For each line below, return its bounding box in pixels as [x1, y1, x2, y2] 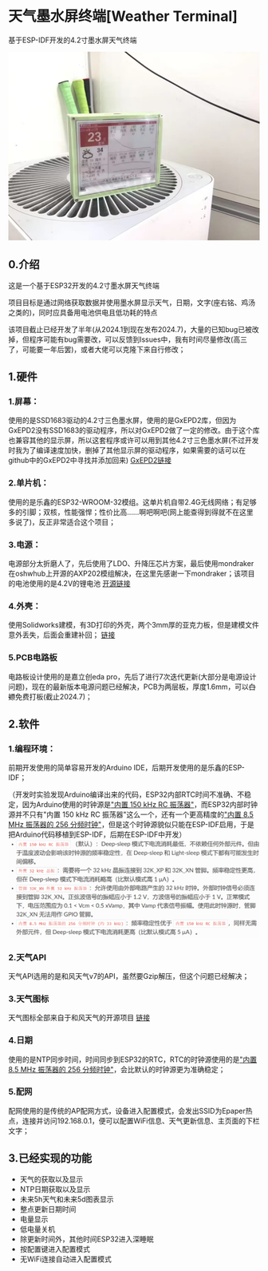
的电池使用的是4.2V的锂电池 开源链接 [8, 579, 131, 588]
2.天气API [8, 952, 46, 963]
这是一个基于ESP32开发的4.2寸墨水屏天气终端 [8, 280, 160, 290]
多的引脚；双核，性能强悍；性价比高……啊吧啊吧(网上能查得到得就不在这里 [8, 507, 254, 517]
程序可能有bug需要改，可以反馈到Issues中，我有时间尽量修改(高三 [29, 335, 247, 344]
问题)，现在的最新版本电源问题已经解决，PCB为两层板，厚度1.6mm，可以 [8, 682, 250, 691]
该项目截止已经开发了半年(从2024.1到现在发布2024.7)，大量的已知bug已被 [8, 324, 253, 334]
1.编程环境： [8, 743, 56, 754]
